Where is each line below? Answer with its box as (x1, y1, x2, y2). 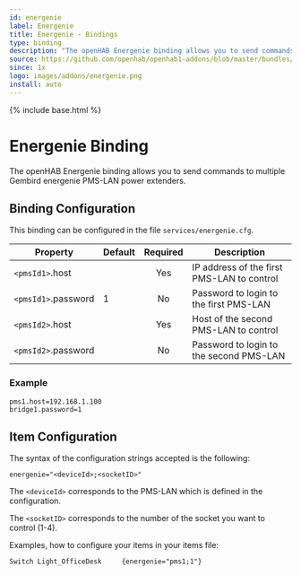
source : (9, 55, 39, 64)
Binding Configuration (9, 201, 136, 216)
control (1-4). (9, 522, 58, 534)
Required (143, 246, 184, 258)
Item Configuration (9, 430, 118, 445)
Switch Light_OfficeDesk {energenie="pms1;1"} (9, 557, 202, 566)
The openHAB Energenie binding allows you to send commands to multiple (9, 165, 286, 176)
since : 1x (9, 64, 47, 73)
